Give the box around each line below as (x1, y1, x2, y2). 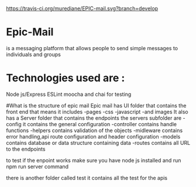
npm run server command (6, 163, 69, 170)
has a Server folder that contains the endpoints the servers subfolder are (6, 114, 182, 122)
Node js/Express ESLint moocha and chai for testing (6, 91, 132, 98)
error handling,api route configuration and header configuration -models (6, 133, 181, 140)
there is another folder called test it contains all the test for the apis (6, 174, 168, 181)
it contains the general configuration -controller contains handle (22, 120, 177, 127)
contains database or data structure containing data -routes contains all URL (6, 139, 191, 146)
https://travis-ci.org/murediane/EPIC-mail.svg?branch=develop (6, 5, 159, 12)
